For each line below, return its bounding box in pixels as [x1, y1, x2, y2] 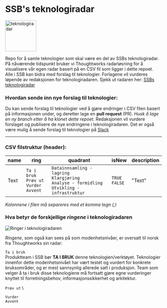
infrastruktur [51, 190, 85, 196]
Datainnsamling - [51, 165, 93, 171]
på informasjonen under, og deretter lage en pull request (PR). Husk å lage [5, 111, 159, 117]
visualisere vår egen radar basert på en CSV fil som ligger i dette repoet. [5, 66, 154, 72]
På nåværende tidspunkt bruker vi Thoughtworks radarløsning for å [5, 61, 143, 67]
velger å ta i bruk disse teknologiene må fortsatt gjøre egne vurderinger [5, 270, 152, 276]
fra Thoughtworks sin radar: [5, 240, 63, 246]
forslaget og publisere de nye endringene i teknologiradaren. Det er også [5, 121, 155, 127]
